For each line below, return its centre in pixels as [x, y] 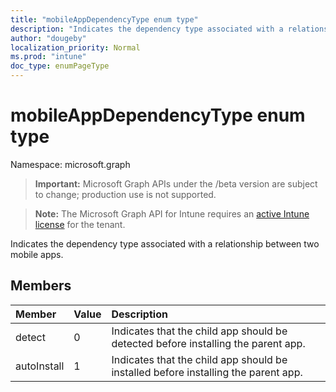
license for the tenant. [80, 224]
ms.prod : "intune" [48, 57]
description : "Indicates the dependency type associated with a [147, 29]
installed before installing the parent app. [207, 372]
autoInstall [40, 366]
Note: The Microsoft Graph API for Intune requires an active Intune [172, 213]
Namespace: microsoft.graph [70, 164]
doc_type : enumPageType [60, 66]
